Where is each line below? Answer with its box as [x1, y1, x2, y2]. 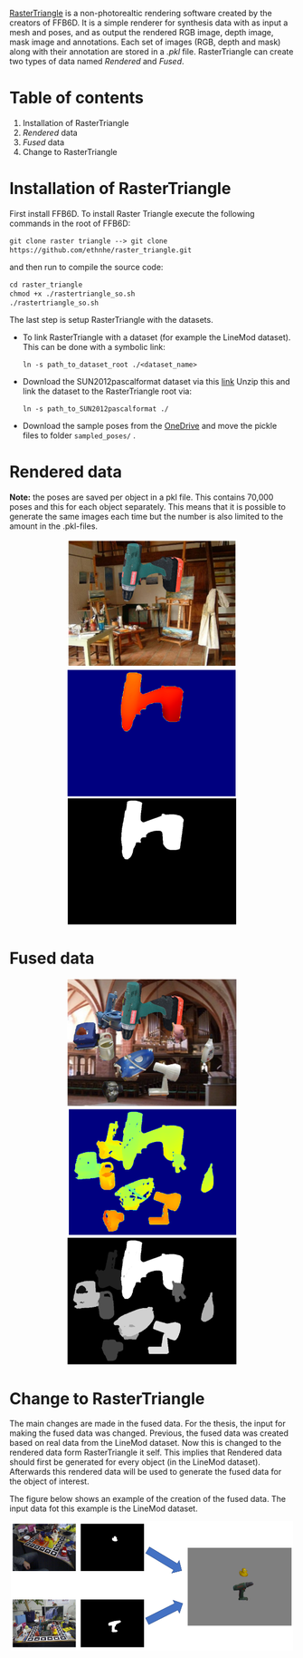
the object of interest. [9, 1476, 90, 1487]
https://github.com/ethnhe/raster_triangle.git [9, 245, 193, 255]
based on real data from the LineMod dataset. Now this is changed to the [9, 1438, 282, 1448]
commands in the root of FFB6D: [9, 218, 131, 229]
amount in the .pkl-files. [9, 521, 98, 532]
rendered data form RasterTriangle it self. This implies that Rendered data [9, 1447, 282, 1458]
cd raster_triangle [9, 280, 83, 289]
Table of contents [9, 88, 145, 108]
